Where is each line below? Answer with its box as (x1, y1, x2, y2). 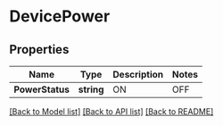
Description (112, 69, 163, 80)
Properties (9, 42, 70, 57)
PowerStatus (13, 83, 70, 96)
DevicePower (9, 6, 111, 27)
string (78, 83, 104, 96)
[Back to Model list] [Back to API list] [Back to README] (9, 106, 214, 117)
